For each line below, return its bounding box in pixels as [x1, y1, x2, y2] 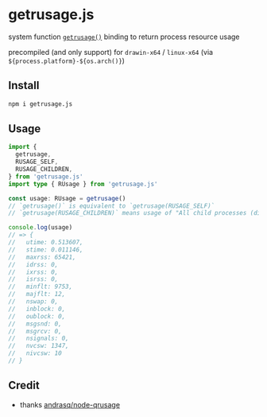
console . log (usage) [8, 224, 73, 232]
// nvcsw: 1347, [8, 342, 69, 350]
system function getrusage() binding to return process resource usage [8, 32, 240, 41]
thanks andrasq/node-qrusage [19, 399, 121, 409]
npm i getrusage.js [8, 99, 73, 108]
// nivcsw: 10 [8, 349, 62, 357]
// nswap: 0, [8, 298, 59, 306]
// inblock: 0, [8, 305, 66, 313]
